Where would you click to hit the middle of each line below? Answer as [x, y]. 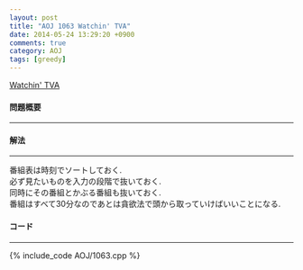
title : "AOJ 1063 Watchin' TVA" [70, 26]
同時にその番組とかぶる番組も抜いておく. [85, 193]
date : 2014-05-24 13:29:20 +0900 [72, 34]
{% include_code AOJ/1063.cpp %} [75, 255]
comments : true [38, 43]
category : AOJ [36, 51]
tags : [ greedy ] [38, 59]
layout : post [34, 18]
